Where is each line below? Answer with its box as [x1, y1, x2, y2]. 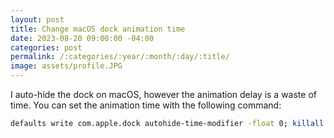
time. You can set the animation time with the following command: [10, 99, 282, 111]
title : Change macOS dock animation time [10, 24, 186, 34]
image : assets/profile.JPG [10, 61, 123, 71]
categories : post [10, 42, 83, 53]
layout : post [10, 14, 65, 25]
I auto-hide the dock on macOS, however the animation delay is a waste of [10, 89, 317, 100]
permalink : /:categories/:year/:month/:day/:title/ [10, 52, 230, 62]
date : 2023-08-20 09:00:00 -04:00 [10, 33, 155, 43]
